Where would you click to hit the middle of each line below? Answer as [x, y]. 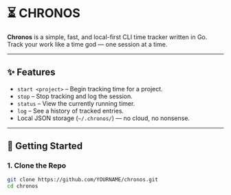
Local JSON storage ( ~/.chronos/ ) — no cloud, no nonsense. [103, 118]
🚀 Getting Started [45, 146]
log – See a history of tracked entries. [70, 111]
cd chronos [23, 186]
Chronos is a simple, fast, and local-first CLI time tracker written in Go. [107, 37]
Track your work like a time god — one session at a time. [87, 44]
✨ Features [31, 72]
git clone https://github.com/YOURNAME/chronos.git [82, 180]
